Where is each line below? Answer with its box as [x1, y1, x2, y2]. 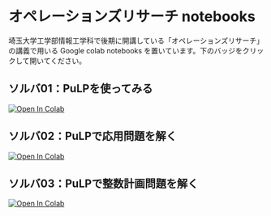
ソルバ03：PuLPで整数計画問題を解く [8, 176, 199, 190]
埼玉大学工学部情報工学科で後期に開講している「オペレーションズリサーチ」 [8, 36, 265, 45]
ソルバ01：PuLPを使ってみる [8, 82, 153, 95]
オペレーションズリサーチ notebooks [8, 7, 256, 26]
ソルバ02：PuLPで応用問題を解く [8, 129, 177, 143]
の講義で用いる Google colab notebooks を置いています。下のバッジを [8, 45, 243, 55]
